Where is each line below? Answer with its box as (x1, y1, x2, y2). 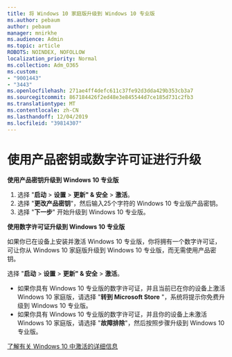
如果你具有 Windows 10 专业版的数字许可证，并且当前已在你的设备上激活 (17, 284, 226, 293)
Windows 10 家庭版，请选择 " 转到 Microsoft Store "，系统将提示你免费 (17, 293, 220, 302)
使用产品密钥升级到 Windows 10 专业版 (7, 176, 119, 184)
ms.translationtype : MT (7, 101, 76, 107)
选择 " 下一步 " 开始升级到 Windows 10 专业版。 (17, 208, 150, 216)
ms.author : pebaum (7, 17, 60, 24)
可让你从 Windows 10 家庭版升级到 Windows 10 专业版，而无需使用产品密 (7, 246, 217, 254)
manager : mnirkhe (7, 29, 57, 37)
